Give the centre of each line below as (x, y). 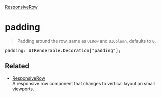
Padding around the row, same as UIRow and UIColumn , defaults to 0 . (87, 41)
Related (17, 66)
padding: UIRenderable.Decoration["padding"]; (63, 50)
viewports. (23, 89)
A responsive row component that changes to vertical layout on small (83, 83)
